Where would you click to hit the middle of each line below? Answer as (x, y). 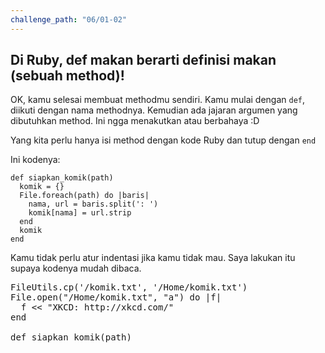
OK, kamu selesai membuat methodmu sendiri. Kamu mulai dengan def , (158, 100)
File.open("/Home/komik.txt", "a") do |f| (116, 297)
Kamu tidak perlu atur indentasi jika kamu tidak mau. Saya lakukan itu (153, 258)
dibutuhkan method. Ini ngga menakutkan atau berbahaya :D (135, 121)
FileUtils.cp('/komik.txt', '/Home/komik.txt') (129, 287)
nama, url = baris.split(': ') (93, 204)
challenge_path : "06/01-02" (69, 19)
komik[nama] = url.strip (80, 213)
